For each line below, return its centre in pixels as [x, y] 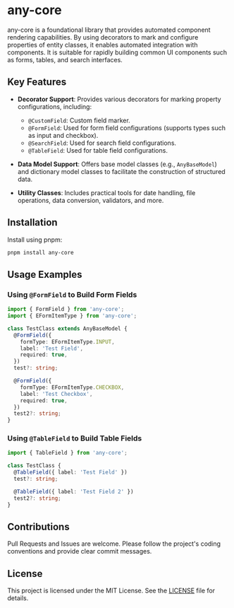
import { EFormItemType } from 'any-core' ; [72, 316]
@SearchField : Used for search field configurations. [102, 143]
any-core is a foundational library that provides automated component [109, 30]
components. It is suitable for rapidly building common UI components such [117, 52]
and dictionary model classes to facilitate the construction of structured [121, 171]
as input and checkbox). [63, 135]
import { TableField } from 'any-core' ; [68, 453]
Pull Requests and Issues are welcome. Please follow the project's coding [114, 544]
